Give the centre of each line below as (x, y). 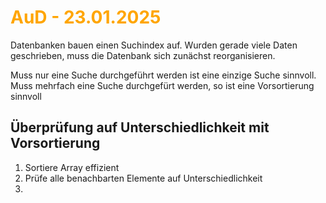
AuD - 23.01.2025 (86, 17)
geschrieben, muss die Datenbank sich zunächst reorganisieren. (143, 55)
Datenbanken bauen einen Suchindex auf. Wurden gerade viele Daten (154, 45)
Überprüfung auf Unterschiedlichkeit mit (140, 127)
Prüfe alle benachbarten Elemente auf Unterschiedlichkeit (143, 178)
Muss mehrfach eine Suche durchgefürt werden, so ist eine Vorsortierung (162, 85)
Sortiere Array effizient (72, 167)
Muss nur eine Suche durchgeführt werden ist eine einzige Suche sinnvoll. (163, 75)
